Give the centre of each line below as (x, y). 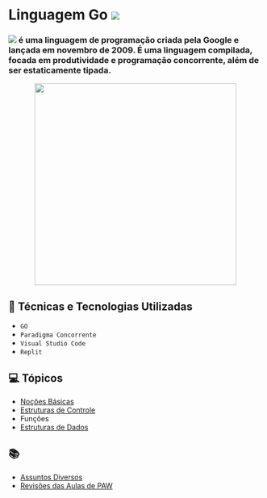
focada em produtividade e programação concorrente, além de (134, 61)
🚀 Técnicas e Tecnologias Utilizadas (100, 306)
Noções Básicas (47, 402)
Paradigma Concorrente (58, 335)
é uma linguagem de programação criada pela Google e (129, 40)
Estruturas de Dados (54, 427)
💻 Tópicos (35, 378)
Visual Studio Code (53, 344)
